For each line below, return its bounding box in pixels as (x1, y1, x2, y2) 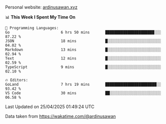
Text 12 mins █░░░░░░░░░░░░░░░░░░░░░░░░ (5, 56, 162, 61)
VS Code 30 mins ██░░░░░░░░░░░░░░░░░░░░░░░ (5, 91, 162, 96)
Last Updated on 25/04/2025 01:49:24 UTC (5, 104, 94, 110)
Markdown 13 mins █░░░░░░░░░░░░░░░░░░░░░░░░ (5, 47, 162, 52)
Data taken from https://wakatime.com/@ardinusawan (5, 114, 116, 119)
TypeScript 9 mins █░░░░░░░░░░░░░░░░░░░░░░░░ (5, 64, 162, 69)
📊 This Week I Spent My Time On (5, 14, 76, 20)
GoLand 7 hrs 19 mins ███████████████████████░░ (5, 82, 162, 87)
